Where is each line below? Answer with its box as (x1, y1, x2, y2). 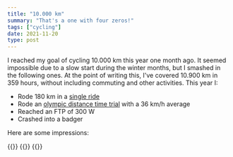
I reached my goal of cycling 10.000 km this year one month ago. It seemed (7, 56, 227, 64)
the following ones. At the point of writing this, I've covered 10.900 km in (7, 71, 218, 80)
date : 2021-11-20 (7, 30, 59, 37)
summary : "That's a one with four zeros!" (7, 17, 134, 24)
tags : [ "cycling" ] (7, 23, 61, 30)
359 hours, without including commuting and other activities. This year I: (7, 78, 218, 87)
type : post (7, 37, 40, 44)
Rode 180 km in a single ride (17, 93, 100, 101)
